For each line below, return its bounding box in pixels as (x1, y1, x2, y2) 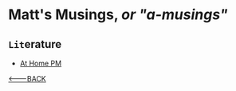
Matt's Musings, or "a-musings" (8, 6, 229, 24)
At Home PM (19, 58, 62, 68)
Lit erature (8, 38, 62, 51)
